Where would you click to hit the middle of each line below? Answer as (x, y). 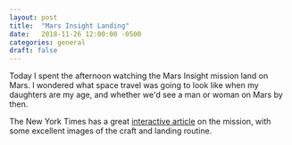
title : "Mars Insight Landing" (69, 26)
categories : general (48, 42)
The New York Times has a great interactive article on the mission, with (140, 122)
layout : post (33, 17)
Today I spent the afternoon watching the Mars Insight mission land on (139, 76)
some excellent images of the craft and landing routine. (111, 131)
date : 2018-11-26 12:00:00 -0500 (75, 34)
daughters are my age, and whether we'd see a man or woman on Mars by (146, 95)
